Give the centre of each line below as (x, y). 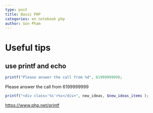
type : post (16, 10)
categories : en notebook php (35, 19)
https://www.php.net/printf (32, 105)
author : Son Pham (23, 23)
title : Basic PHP (23, 14)
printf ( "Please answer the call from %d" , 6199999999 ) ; (64, 77)
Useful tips (28, 48)
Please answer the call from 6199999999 (47, 87)
